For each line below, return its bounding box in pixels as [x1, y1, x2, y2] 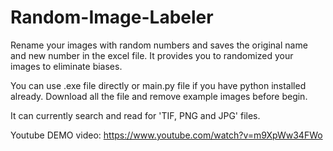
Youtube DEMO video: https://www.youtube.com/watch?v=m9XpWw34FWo [10, 129, 323, 141]
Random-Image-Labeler [10, 6, 214, 29]
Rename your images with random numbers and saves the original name [10, 39, 308, 51]
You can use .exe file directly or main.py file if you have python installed [10, 79, 307, 91]
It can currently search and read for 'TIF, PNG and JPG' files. [10, 109, 261, 121]
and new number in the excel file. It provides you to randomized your [10, 49, 294, 61]
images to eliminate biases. [10, 60, 123, 72]
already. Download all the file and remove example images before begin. [10, 90, 308, 102]
